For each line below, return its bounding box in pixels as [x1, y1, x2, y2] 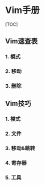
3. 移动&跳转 [5, 145, 35, 152]
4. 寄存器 [5, 160, 27, 167]
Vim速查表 [5, 37, 38, 45]
